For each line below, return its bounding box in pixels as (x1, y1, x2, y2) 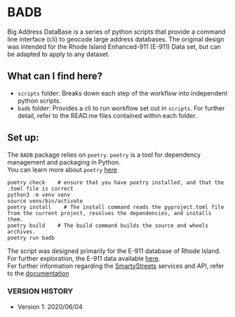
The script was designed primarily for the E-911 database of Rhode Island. (7, 247, 221, 255)
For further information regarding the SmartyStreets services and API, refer (7, 261, 224, 270)
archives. (7, 228, 36, 235)
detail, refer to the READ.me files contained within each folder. (17, 111, 198, 119)
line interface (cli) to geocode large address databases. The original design (7, 34, 224, 43)
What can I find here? (7, 70, 103, 82)
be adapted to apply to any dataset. (7, 50, 110, 58)
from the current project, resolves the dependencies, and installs (7, 209, 212, 216)
